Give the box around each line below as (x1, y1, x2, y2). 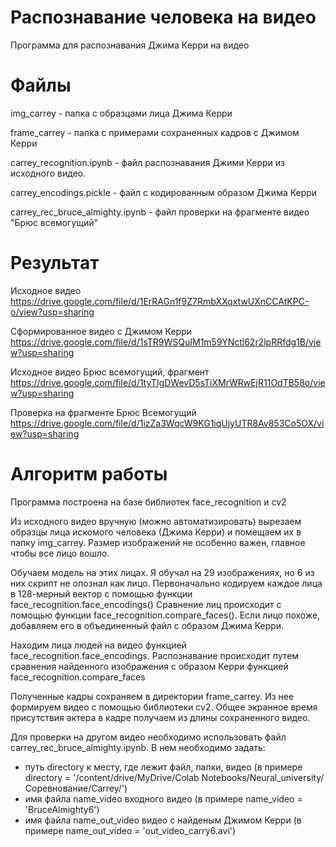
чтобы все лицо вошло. (10, 547, 110, 559)
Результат (10, 252, 100, 275)
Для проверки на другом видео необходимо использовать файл (10, 731, 287, 743)
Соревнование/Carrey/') (24, 782, 128, 794)
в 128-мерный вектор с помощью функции (10, 587, 193, 600)
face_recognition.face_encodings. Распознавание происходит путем (10, 649, 300, 661)
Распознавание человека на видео (10, 6, 317, 29)
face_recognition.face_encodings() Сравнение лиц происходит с (10, 598, 282, 610)
